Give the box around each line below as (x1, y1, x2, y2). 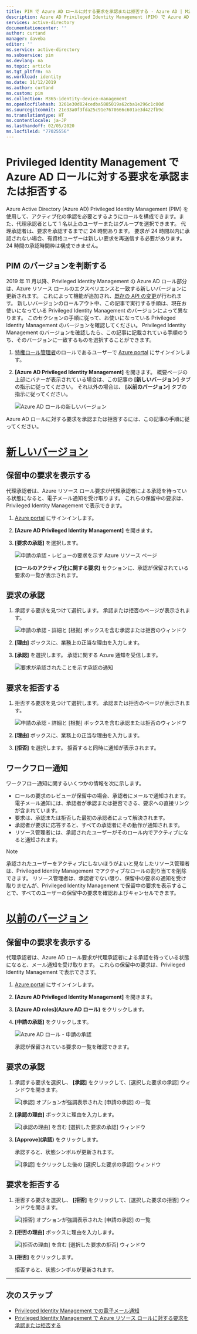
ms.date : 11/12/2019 (6, 80, 57, 86)
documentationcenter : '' (6, 25, 67, 31)
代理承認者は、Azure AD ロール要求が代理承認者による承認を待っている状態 (6, 954, 189, 961)
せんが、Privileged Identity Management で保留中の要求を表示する (21, 882, 182, 889)
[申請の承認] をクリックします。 (14, 1019, 92, 1026)
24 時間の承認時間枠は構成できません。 (6, 242, 101, 249)
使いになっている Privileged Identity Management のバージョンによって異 (6, 307, 183, 314)
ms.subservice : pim (6, 52, 54, 58)
